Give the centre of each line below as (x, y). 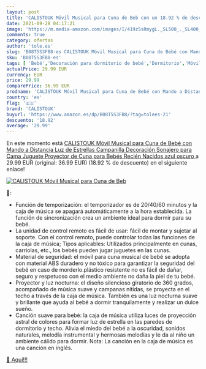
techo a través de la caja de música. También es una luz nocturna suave (106, 296)
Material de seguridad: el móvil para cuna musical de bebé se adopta (102, 257)
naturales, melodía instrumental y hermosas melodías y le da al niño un (105, 335)
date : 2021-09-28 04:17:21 (41, 23)
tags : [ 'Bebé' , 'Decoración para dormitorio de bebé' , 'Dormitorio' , (96, 63)
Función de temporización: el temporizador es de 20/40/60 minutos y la (106, 205)
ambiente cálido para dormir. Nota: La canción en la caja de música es (104, 341)
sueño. (24, 309)
